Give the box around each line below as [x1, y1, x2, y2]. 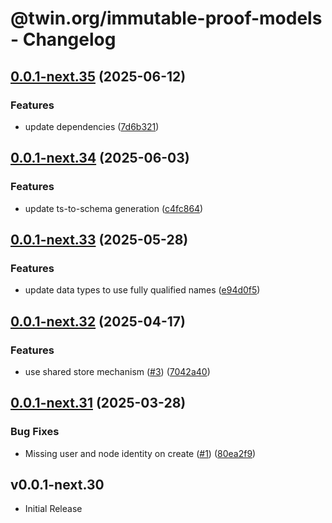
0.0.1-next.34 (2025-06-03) [10, 150, 190, 167]
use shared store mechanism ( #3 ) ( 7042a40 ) [24, 365, 211, 377]
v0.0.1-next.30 [10, 477, 105, 494]
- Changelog [10, 28, 117, 51]
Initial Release [24, 503, 83, 515]
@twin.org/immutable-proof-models [10, 7, 323, 30]
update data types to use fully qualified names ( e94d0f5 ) [24, 284, 261, 296]
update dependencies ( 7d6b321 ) [24, 120, 160, 132]
